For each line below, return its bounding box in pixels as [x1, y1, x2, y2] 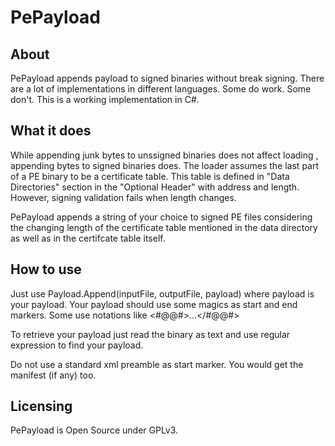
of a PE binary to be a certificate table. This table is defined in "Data [10, 170, 290, 182]
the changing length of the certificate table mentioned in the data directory [10, 221, 318, 233]
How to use [10, 261, 82, 278]
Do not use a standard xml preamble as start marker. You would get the [10, 358, 304, 370]
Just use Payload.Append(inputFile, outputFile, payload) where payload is [10, 287, 315, 300]
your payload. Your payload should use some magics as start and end [10, 298, 298, 310]
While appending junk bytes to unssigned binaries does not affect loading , [10, 149, 319, 161]
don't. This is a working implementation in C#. [10, 94, 200, 105]
